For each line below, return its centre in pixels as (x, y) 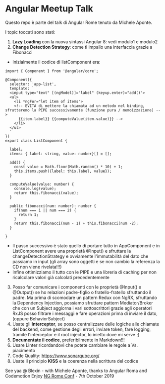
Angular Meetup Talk (49, 9)
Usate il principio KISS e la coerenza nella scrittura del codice (75, 361)
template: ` (22, 88)
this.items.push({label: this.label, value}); (63, 171)
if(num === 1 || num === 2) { (45, 210)
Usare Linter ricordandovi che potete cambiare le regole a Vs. (75, 345)
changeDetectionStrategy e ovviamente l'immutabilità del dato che (80, 256)
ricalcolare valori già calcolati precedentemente (61, 277)
